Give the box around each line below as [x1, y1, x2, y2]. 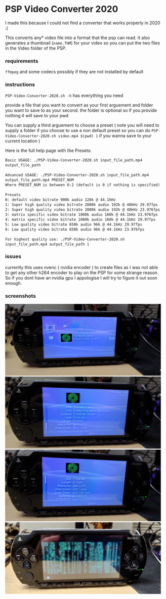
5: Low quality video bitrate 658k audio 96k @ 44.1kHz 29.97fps [5, 222, 142, 227]
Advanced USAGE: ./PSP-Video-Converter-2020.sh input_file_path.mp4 [5, 172, 149, 178]
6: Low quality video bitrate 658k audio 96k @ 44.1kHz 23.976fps [5, 227, 145, 232]
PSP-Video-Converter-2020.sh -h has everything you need [5, 92, 124, 98]
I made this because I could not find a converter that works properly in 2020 [5, 20, 161, 26]
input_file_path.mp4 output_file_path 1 [5, 241, 90, 247]
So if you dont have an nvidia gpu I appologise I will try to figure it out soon [5, 275, 158, 280]
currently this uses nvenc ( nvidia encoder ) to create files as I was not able [5, 264, 158, 270]
